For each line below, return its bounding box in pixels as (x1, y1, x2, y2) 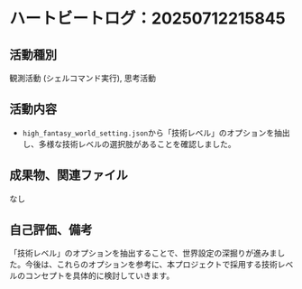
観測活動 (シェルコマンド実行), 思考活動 (9, 73, 156, 83)
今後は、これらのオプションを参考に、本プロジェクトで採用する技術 (24, 259, 278, 270)
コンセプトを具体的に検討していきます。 (24, 270, 175, 281)
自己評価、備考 (9, 222, 93, 238)
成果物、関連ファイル (9, 168, 128, 183)
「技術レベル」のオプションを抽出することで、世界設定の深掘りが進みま (9, 247, 278, 258)
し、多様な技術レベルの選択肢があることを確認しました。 (22, 138, 236, 149)
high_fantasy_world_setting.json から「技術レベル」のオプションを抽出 (22, 127, 290, 138)
